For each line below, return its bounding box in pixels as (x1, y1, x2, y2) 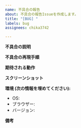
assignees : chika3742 (5, 26, 49, 30)
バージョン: (12, 107, 35, 113)
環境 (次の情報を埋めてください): (5, 85, 71, 91)
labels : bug (5, 21, 29, 26)
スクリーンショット (5, 75, 44, 81)
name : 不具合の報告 (5, 7, 40, 12)
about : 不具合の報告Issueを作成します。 (5, 12, 79, 17)
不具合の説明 (5, 44, 31, 50)
